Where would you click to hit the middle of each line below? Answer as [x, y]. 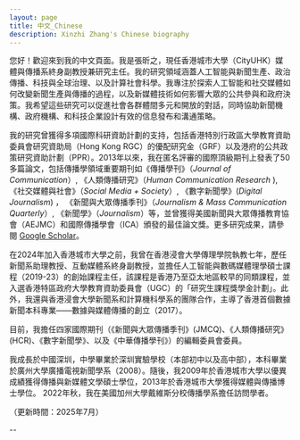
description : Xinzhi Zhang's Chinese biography [100, 34]
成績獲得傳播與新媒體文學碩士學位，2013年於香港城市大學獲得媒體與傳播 [143, 382]
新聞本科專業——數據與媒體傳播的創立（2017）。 [98, 311]
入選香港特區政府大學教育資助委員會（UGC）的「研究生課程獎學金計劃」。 [145, 288]
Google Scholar [48, 236]
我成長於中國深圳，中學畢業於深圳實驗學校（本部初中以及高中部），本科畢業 [148, 360]
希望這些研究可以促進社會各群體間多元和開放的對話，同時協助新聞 [154, 105]
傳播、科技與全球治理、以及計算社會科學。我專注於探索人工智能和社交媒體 [146, 83]
